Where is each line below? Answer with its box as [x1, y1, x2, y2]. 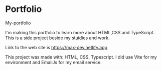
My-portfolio [5, 20, 31, 26]
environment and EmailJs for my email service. [5, 59, 102, 65]
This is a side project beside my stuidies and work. [5, 35, 110, 41]
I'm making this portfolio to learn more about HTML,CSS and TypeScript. [5, 29, 155, 35]
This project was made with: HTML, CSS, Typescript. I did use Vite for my [5, 54, 157, 60]
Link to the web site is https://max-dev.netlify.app [5, 44, 108, 50]
